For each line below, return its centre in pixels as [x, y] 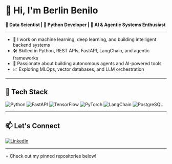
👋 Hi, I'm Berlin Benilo [52, 11]
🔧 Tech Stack [27, 92]
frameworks [25, 58]
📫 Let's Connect [33, 126]
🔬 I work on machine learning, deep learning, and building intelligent [84, 39]
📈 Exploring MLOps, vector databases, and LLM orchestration [78, 69]
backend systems [31, 45]
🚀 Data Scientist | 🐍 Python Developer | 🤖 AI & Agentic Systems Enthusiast [85, 25]
